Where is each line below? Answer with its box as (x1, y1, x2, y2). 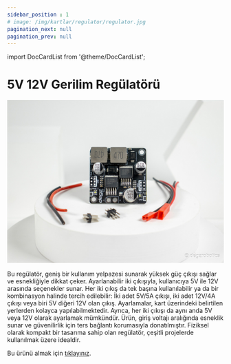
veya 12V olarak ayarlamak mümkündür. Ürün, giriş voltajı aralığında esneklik (7, 314, 224, 322)
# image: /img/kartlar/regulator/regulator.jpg (7, 18, 146, 26)
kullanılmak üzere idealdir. (7, 336, 81, 344)
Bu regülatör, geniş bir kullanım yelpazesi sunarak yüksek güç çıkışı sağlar (7, 270, 217, 279)
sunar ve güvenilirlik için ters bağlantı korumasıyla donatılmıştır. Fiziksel (7, 321, 210, 330)
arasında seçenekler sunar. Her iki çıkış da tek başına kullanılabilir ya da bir (7, 285, 219, 293)
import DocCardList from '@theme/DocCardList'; (7, 52, 146, 61)
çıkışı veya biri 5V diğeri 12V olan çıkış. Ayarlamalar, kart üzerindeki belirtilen (7, 299, 223, 307)
